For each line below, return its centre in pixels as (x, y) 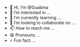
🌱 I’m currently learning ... (35, 18)
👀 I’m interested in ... (30, 12)
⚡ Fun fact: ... (23, 40)
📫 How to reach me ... (32, 28)
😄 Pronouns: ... (25, 35)
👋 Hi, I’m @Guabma (29, 7)
